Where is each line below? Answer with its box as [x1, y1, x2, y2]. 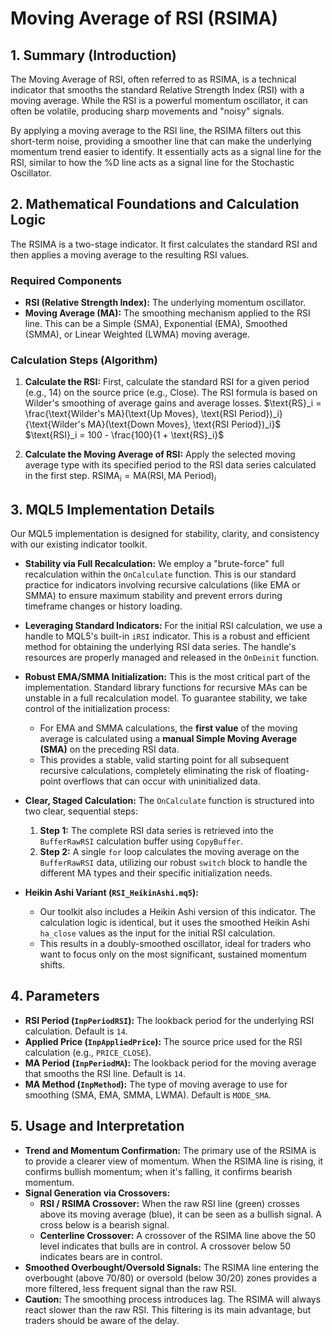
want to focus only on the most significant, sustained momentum [39, 948, 308, 961]
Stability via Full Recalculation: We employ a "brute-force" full [24, 558, 285, 570]
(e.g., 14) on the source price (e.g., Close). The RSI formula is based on [24, 387, 318, 399]
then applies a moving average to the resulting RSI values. [10, 248, 250, 261]
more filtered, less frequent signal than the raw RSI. [24, 1282, 237, 1294]
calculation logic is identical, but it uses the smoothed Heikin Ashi [39, 917, 310, 929]
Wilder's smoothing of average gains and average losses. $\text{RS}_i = [24, 397, 322, 409]
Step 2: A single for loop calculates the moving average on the [39, 846, 300, 858]
